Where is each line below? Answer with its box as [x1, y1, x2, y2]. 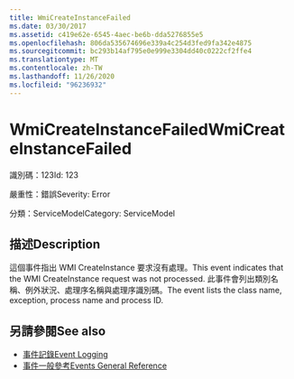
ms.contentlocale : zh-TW [9, 64, 103, 73]
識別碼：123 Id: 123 [9, 169, 79, 180]
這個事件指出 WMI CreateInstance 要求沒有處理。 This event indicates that [9, 263, 284, 273]
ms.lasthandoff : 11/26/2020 [9, 72, 115, 81]
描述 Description [9, 236, 101, 252]
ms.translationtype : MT [9, 55, 99, 64]
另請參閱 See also [9, 323, 106, 338]
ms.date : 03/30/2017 [9, 22, 87, 31]
